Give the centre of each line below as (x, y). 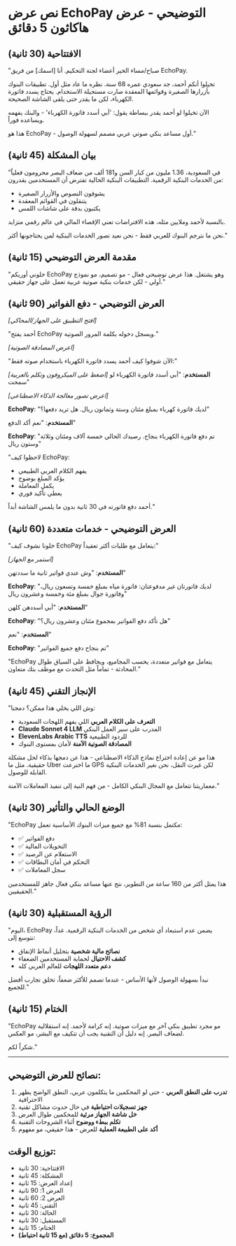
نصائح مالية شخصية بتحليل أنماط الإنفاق (69, 951)
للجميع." (19, 987)
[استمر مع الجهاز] (31, 559)
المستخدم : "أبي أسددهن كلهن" (48, 608)
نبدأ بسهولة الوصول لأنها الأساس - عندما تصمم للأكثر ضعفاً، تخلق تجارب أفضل (108, 979)
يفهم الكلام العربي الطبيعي (52, 471)
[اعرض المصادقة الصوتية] (41, 347)
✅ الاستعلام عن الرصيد (48, 854)
